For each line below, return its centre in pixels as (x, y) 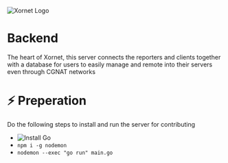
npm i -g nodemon (42, 145)
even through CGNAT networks (52, 71)
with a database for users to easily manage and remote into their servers (110, 64)
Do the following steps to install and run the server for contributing (101, 124)
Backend (33, 38)
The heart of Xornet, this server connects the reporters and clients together (114, 57)
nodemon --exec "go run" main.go (65, 153)
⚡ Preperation (47, 101)
